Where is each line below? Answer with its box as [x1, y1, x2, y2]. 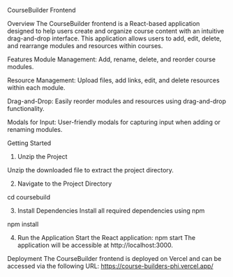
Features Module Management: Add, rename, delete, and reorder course [7, 55, 216, 63]
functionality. [7, 105, 45, 112]
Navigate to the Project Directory [17, 179, 112, 188]
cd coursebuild [7, 193, 51, 201]
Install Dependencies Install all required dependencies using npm [17, 207, 205, 215]
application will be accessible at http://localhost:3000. [17, 241, 173, 249]
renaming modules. [7, 126, 63, 133]
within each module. [7, 84, 66, 91]
